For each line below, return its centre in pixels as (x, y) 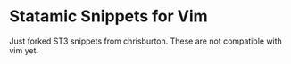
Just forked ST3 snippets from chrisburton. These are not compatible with (146, 41)
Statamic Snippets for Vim (108, 16)
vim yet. (24, 50)
